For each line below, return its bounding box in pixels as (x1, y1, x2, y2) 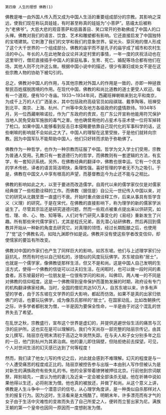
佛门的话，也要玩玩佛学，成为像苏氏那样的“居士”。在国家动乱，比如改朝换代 (5, 297, 161, 303)
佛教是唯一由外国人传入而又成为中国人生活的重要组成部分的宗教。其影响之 (5, 14, 157, 20)
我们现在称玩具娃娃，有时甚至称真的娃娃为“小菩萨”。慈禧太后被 (18, 20, 148, 26)
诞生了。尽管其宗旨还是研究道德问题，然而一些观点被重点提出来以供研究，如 (5, 206, 161, 212)
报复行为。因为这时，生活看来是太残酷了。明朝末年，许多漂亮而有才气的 (13, 392, 161, 398)
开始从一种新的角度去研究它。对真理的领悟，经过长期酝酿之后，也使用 (13, 225, 157, 231)
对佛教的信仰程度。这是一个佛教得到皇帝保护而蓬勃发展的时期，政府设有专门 (5, 278, 161, 284)
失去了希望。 (9, 310, 36, 315)
